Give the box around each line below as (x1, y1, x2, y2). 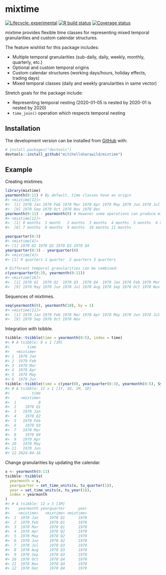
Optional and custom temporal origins (12, 64, 89, 70)
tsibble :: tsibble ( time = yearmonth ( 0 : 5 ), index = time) (5, 336, 123, 341)
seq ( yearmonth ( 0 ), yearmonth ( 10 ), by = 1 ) (5, 303, 94, 308)
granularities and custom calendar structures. (5, 35, 98, 41)
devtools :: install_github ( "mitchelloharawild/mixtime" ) (5, 152, 123, 157)
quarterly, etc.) (12, 59, 43, 65)
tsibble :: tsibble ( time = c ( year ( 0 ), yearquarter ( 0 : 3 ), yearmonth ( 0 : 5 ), (5, 382, 156, 387)
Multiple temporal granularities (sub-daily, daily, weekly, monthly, (12, 54, 145, 60)
